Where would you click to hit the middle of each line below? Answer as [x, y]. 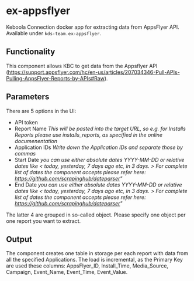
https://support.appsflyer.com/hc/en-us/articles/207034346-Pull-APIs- [94, 72]
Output [19, 239]
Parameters [28, 97]
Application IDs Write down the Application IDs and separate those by [98, 147]
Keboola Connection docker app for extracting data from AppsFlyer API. [93, 27]
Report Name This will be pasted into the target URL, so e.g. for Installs [100, 128]
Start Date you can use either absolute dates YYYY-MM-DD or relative [99, 160]
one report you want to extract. [44, 221]
